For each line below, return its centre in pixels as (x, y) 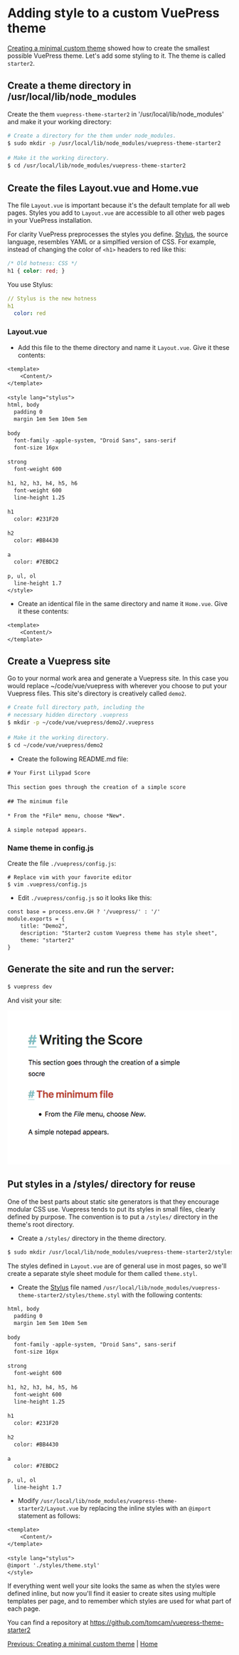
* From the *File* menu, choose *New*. (67, 815)
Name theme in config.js (51, 847)
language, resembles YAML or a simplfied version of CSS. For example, (112, 241)
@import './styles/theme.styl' (54, 1565)
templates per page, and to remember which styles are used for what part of (119, 1601)
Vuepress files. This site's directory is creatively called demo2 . (97, 693)
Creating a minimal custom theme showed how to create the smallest (108, 48)
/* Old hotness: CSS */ (43, 263)
